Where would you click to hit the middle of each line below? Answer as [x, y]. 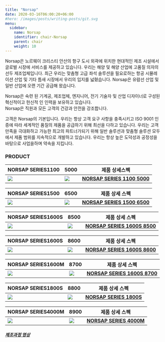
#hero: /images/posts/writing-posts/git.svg [51, 19]
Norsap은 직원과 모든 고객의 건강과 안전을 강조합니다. [57, 108]
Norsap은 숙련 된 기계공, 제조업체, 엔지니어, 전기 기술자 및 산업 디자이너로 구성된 [82, 96]
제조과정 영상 [18, 335]
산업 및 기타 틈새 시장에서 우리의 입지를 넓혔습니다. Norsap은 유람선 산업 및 [86, 79]
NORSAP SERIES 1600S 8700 [122, 273]
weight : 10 [25, 46]
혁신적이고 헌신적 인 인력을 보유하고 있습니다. [49, 102]
